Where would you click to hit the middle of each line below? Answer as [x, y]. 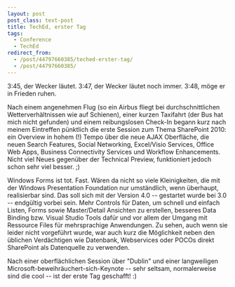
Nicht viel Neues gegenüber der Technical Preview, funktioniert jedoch [109, 159]
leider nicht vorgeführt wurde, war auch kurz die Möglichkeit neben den [111, 232]
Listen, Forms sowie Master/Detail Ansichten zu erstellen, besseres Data [112, 210]
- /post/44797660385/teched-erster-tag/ [73, 60]
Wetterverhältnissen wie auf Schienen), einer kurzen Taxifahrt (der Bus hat [115, 114]
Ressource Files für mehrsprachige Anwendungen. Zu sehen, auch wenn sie [117, 225]
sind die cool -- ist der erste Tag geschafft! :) [72, 276]
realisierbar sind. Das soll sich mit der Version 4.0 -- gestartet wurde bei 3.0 [117, 195]
